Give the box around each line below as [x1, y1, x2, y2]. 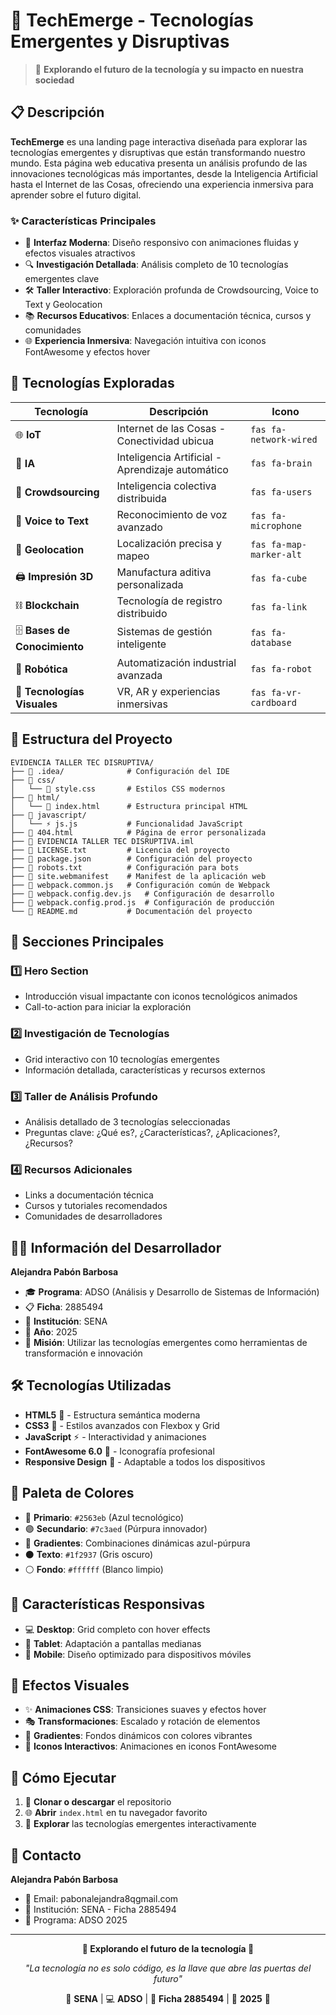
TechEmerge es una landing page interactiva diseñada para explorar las [10, 135, 308, 148]
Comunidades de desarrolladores [24, 1210, 163, 1223]
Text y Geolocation [24, 299, 103, 311]
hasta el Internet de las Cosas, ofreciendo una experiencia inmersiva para [10, 178, 314, 190]
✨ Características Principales [10, 214, 157, 228]
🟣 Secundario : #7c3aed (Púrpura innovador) [24, 1522, 208, 1534]
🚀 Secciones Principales [10, 934, 165, 951]
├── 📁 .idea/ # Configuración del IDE [10, 766, 230, 776]
